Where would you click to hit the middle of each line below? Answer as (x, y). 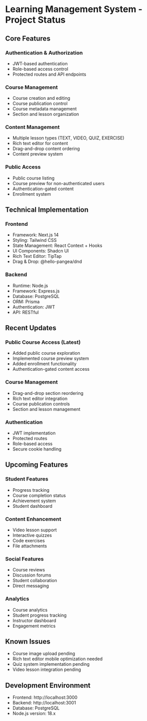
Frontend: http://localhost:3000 (45, 697)
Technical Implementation (47, 210)
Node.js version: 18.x (34, 713)
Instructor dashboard (34, 620)
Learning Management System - (74, 9)
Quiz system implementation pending (51, 664)
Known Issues (28, 641)
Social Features (25, 559)
